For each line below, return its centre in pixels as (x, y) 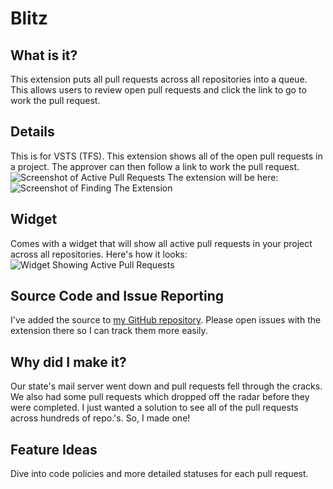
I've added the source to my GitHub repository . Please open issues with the (166, 320)
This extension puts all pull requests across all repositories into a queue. (159, 79)
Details (32, 132)
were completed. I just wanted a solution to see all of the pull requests (154, 408)
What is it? (44, 55)
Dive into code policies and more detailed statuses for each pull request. (159, 474)
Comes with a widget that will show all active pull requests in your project (161, 243)
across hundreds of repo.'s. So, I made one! (100, 418)
